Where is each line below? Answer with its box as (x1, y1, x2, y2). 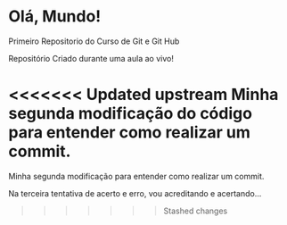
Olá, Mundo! (8, 6, 102, 27)
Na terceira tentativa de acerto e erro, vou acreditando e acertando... (8, 187, 262, 198)
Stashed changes (163, 205, 228, 216)
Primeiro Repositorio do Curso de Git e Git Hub (8, 36, 180, 46)
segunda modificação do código (8, 104, 253, 124)
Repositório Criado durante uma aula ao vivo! (8, 53, 175, 63)
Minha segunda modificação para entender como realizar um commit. (8, 171, 265, 181)
